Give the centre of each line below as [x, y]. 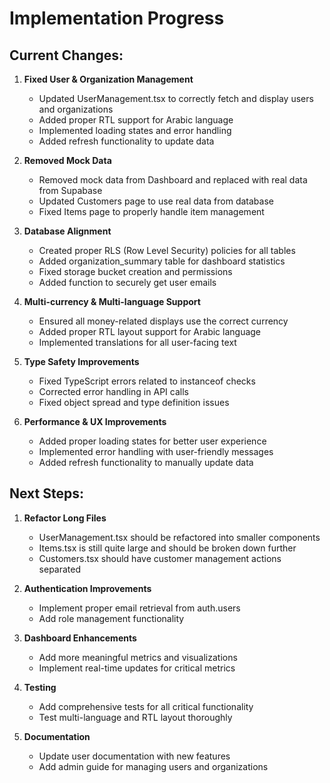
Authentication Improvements [87, 588]
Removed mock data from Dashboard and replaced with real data [173, 180]
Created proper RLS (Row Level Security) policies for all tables [167, 250]
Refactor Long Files [65, 518]
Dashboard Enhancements [80, 638]
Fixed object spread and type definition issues [134, 402]
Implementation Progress [117, 18]
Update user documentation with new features [134, 756]
